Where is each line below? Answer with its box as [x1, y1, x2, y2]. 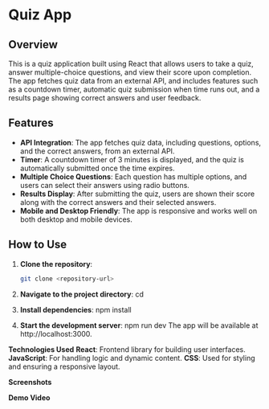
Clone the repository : [19, 259, 93, 268]
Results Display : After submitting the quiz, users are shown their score [19, 189, 255, 198]
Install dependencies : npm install [19, 305, 132, 314]
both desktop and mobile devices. [19, 215, 132, 224]
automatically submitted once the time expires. [19, 163, 175, 173]
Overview [8, 38, 59, 51]
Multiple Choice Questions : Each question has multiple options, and [19, 171, 247, 182]
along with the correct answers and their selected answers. [19, 197, 217, 207]
